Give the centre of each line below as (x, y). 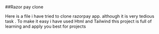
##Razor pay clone (24, 7)
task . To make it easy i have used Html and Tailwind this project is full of (79, 21)
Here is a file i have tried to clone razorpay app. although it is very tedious (80, 16)
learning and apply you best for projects (46, 26)
